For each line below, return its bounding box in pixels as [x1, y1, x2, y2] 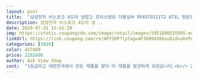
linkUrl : [6, 36, 28, 42]
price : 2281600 [6, 52, 44, 58]
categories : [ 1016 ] [6, 42, 54, 48]
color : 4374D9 [6, 47, 41, 53]
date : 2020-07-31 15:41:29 [6, 25, 72, 31]
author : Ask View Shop [6, 57, 62, 63]
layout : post [6, 8, 38, 15]
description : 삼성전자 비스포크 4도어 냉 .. [6, 19, 104, 25]
